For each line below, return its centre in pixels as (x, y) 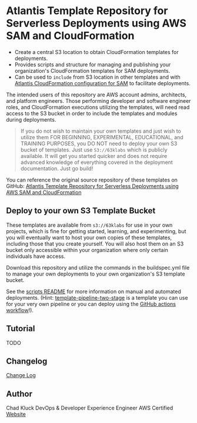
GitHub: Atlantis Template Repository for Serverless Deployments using (93, 186)
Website (16, 414)
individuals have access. (36, 256)
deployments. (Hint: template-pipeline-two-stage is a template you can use (97, 297)
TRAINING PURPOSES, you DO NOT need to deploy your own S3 (99, 143)
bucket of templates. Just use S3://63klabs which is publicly (94, 150)
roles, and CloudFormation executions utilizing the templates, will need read (98, 107)
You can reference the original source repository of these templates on (92, 180)
